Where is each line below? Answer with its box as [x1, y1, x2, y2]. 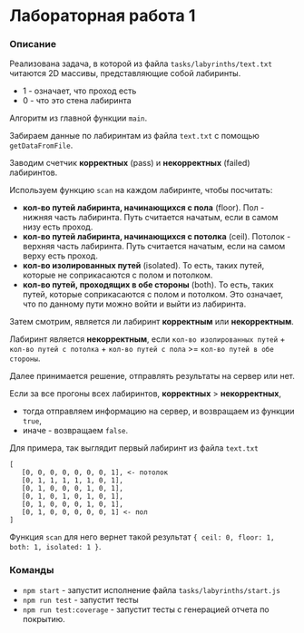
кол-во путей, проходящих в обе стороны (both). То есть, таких [22, 279, 274, 290]
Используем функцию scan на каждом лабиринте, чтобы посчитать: [9, 185, 273, 196]
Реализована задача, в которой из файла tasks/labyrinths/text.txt [9, 58, 272, 69]
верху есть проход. [22, 250, 98, 261]
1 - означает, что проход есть [22, 85, 137, 96]
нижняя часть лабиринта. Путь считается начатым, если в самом [22, 212, 279, 223]
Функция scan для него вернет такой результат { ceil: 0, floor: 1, [9, 531, 275, 542]
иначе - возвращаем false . [22, 425, 129, 436]
